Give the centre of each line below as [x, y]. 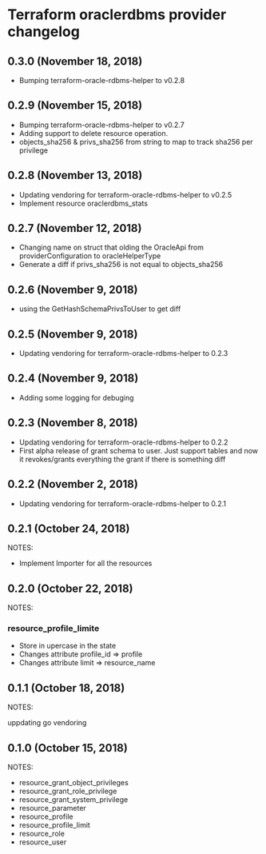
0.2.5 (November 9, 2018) [73, 334]
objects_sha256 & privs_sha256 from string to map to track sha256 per [136, 142]
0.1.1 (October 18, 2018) [66, 688]
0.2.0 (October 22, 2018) [70, 588]
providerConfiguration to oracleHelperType [90, 256]
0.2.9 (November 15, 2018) [75, 106]
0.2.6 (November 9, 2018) [73, 289]
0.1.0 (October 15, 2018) [68, 748]
